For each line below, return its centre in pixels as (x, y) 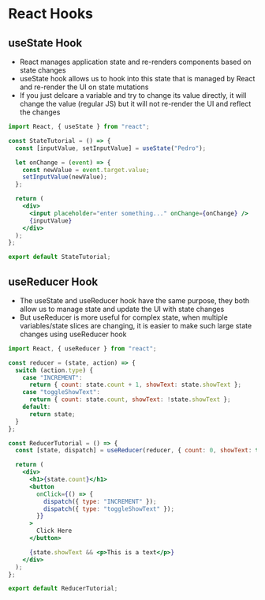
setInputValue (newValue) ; (65, 177)
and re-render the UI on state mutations (84, 87)
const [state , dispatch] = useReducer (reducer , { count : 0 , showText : (134, 451)
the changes (40, 112)
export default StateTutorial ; (60, 257)
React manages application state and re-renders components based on (135, 62)
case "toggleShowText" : (62, 392)
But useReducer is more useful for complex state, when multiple (124, 317)
